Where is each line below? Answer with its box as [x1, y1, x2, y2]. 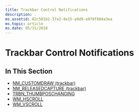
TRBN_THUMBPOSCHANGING [12, 91, 75, 97]
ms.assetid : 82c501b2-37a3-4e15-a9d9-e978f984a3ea [5, 16, 113, 21]
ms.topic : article [5, 21, 43, 26]
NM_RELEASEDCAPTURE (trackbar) [12, 86, 86, 92]
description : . [5, 12, 37, 17]
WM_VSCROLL [12, 102, 43, 108]
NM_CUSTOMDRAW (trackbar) [12, 80, 76, 86]
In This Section [5, 67, 53, 75]
